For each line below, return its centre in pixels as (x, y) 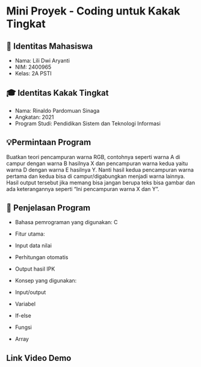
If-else (23, 316)
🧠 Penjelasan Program (48, 208)
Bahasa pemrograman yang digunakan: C (66, 222)
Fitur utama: (30, 234)
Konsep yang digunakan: (46, 281)
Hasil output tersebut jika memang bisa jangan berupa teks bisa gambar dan (101, 183)
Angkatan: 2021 (34, 117)
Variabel (25, 304)
